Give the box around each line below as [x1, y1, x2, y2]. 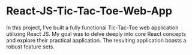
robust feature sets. [6, 43, 55, 50]
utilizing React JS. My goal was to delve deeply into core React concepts [6, 30, 186, 37]
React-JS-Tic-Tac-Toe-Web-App [6, 4, 173, 18]
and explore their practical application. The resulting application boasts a [6, 36, 187, 44]
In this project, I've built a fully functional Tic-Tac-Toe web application [6, 24, 179, 31]
